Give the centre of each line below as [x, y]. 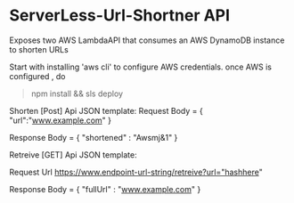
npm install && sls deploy [77, 93]
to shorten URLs [39, 49]
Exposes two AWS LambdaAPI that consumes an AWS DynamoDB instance [147, 40]
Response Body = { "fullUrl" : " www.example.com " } [105, 189]
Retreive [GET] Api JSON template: [73, 154]
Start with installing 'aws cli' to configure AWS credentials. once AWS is [140, 67]
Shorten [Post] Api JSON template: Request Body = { [106, 110]
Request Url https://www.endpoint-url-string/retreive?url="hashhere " [136, 172]
